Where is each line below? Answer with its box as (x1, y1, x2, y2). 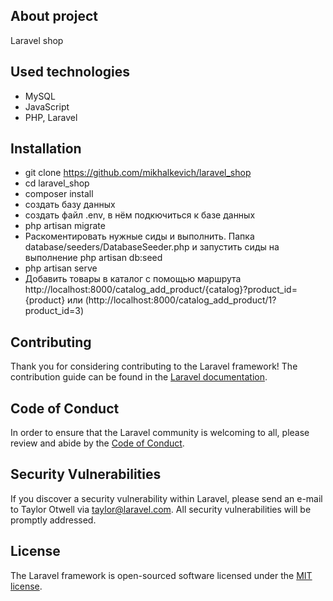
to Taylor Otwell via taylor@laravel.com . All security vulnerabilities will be (10, 503, 312, 515)
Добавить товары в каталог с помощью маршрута (24, 273, 242, 285)
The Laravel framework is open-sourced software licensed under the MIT (10, 569, 313, 581)
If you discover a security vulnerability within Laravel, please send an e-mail (10, 492, 323, 504)
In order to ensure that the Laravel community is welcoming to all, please (10, 427, 310, 439)
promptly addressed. (10, 514, 97, 526)
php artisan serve (24, 262, 98, 274)
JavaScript (24, 100, 70, 113)
